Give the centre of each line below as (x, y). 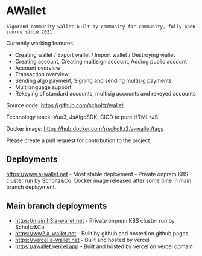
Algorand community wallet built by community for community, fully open (101, 27)
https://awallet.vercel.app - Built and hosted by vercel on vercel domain (104, 246)
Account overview (37, 68)
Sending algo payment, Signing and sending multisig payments (93, 80)
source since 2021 (29, 32)
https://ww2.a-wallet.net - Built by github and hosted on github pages (102, 233)
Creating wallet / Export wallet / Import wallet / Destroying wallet (95, 54)
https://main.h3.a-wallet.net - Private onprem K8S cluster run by (95, 220)
